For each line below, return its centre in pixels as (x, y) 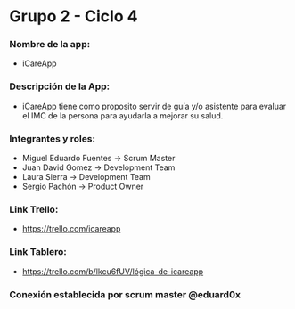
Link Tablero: (38, 252)
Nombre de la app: (50, 45)
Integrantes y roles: (53, 138)
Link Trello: (34, 209)
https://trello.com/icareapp (71, 229)
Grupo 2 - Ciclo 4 (74, 16)
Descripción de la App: (60, 86)
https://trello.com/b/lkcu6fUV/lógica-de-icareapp (113, 271)
